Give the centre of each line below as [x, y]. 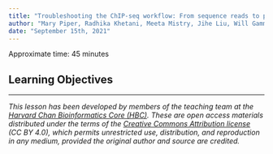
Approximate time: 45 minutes [59, 54]
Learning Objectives [61, 79]
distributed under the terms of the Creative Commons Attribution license [130, 124]
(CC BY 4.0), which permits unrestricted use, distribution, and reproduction [134, 133]
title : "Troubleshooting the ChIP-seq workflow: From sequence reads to [134, 16]
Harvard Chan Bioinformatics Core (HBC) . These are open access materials [136, 115]
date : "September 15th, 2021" [60, 31]
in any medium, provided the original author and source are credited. [124, 141]
